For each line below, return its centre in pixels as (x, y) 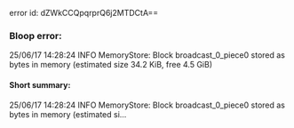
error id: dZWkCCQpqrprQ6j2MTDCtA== (84, 13)
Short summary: (40, 84)
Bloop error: (36, 36)
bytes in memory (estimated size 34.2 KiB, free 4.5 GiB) (111, 65)
